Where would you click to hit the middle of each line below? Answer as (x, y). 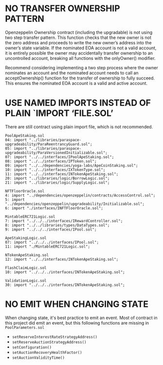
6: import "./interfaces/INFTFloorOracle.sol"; (54, 208)
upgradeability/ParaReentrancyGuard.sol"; (49, 144)
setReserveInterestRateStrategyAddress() (54, 337)
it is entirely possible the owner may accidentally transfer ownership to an (79, 53)
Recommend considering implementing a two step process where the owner (81, 67)
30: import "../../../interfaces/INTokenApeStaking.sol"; (65, 285)
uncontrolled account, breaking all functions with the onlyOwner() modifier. (80, 58)
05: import (16, 148)
